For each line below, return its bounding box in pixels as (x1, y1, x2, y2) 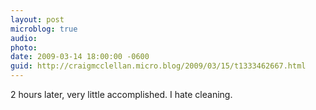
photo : (10, 42, 38, 53)
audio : (10, 33, 38, 43)
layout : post (10, 14, 65, 25)
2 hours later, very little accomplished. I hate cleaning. (10, 89, 233, 100)
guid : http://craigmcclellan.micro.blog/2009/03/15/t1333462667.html (10, 61, 307, 71)
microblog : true (10, 24, 78, 34)
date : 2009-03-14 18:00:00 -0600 (10, 52, 150, 62)
